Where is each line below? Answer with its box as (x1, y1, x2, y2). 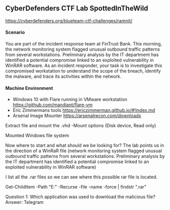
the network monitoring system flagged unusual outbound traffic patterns (5, 46, 160, 53)
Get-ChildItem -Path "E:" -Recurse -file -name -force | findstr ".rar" (5, 184, 147, 190)
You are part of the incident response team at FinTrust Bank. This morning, (5, 41, 162, 47)
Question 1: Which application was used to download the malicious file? (5, 194, 156, 200)
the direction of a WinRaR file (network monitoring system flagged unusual (5, 148, 162, 154)
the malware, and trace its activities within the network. (5, 74, 122, 80)
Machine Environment (5, 85, 54, 91)
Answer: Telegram (5, 199, 44, 205)
